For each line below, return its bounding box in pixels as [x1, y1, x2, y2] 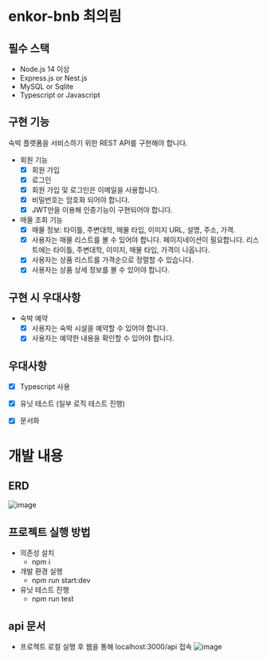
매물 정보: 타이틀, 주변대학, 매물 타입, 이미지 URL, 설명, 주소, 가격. [31, 225, 236, 235]
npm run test [31, 594, 74, 604]
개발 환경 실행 [19, 566, 63, 576]
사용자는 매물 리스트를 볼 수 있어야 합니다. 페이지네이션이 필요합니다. [31, 235, 245, 244]
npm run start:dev [31, 576, 91, 586]
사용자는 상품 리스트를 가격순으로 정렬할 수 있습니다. [31, 255, 194, 264]
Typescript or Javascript [19, 90, 101, 100]
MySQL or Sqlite [19, 81, 74, 91]
